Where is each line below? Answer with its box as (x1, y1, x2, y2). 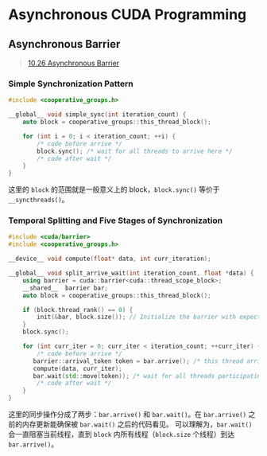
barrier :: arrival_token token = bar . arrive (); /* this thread (33, 357, 244, 365)
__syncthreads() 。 (8, 195, 69, 205)
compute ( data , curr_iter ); (33, 364, 123, 372)
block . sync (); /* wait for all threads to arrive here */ (37, 147, 233, 155)
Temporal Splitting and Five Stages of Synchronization (8, 215, 223, 226)
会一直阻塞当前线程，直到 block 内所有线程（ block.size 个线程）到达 (8, 430, 235, 439)
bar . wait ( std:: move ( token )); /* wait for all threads (33, 372, 215, 380)
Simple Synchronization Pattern (8, 78, 133, 89)
